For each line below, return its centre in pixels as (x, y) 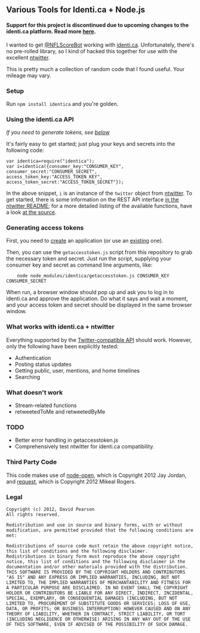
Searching (27, 377)
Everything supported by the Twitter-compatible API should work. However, (99, 340)
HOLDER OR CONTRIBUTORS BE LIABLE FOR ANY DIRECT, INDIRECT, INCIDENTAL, (100, 593)
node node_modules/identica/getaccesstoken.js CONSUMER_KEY (93, 276)
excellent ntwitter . (28, 57)
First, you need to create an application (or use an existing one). (85, 241)
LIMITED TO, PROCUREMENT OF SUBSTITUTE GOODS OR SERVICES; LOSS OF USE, (99, 603)
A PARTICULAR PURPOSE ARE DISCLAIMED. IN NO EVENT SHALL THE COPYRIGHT (97, 588)
